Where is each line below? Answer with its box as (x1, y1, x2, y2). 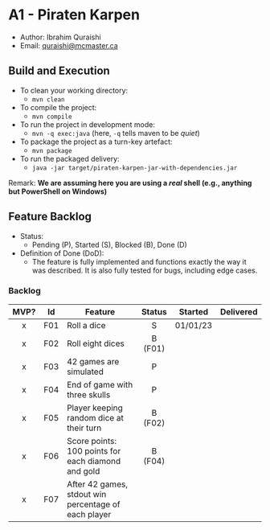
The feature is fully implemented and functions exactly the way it (31, 257, 247, 266)
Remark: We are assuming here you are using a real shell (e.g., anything (8, 178, 252, 187)
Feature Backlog (8, 210, 92, 224)
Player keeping (67, 402, 123, 413)
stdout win (67, 488, 107, 499)
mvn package (31, 146, 72, 154)
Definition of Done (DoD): (19, 248, 104, 258)
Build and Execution (8, 64, 110, 78)
